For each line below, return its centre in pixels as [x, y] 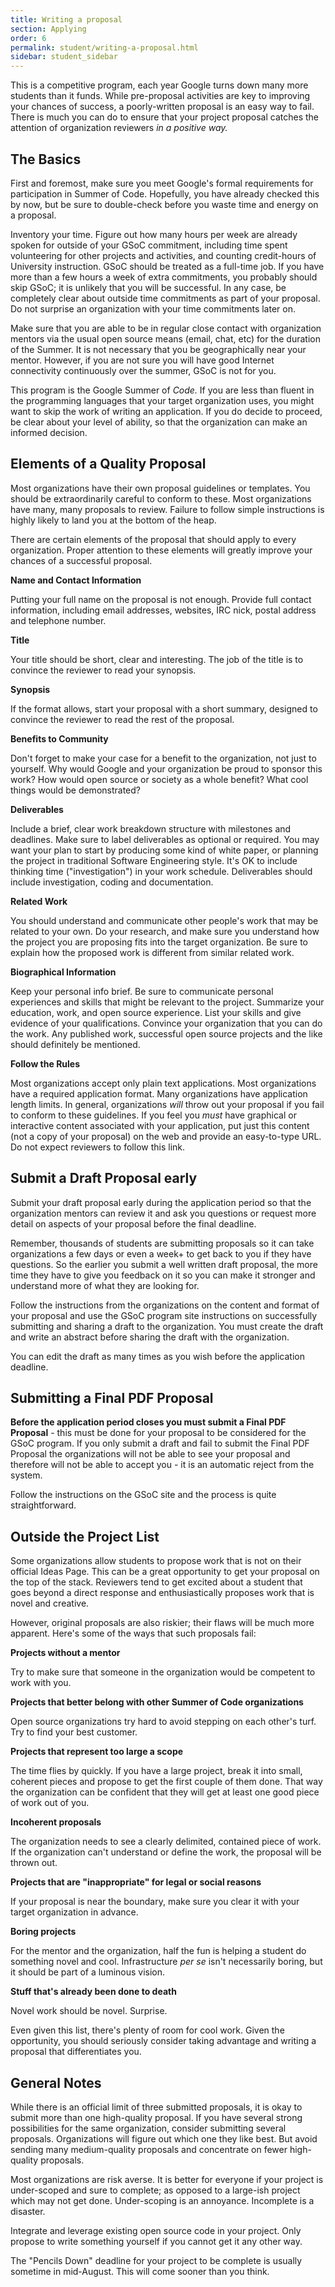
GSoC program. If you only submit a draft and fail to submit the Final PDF [160, 1443]
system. [26, 1475]
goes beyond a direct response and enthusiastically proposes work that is [162, 1593]
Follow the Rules [45, 1063]
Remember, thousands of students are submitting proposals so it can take [162, 1243]
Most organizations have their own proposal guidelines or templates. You [160, 488]
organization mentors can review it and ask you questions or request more [163, 1213]
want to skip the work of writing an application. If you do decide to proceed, [166, 411]
